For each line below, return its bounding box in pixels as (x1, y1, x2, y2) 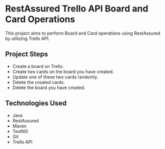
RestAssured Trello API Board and (5, 3, 148, 14)
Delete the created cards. (12, 79, 65, 85)
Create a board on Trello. (12, 63, 64, 69)
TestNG (12, 128, 28, 134)
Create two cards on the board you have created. (12, 68, 114, 74)
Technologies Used (5, 99, 66, 107)
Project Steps (5, 50, 48, 58)
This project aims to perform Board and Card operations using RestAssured (5, 30, 160, 36)
